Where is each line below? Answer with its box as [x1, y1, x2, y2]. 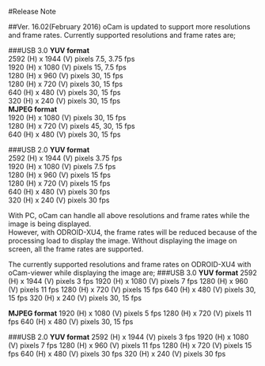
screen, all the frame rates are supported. [8, 244, 144, 254]
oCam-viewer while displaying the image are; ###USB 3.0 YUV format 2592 [8, 268, 257, 277]
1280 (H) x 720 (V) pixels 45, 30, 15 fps [8, 122, 136, 130]
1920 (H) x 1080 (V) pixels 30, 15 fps [8, 113, 127, 122]
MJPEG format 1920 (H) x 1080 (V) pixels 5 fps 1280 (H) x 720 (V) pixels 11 [8, 308, 252, 318]
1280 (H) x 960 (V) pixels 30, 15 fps [8, 71, 124, 80]
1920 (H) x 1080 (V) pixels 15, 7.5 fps [8, 62, 127, 72]
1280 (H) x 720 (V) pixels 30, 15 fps [8, 79, 123, 89]
